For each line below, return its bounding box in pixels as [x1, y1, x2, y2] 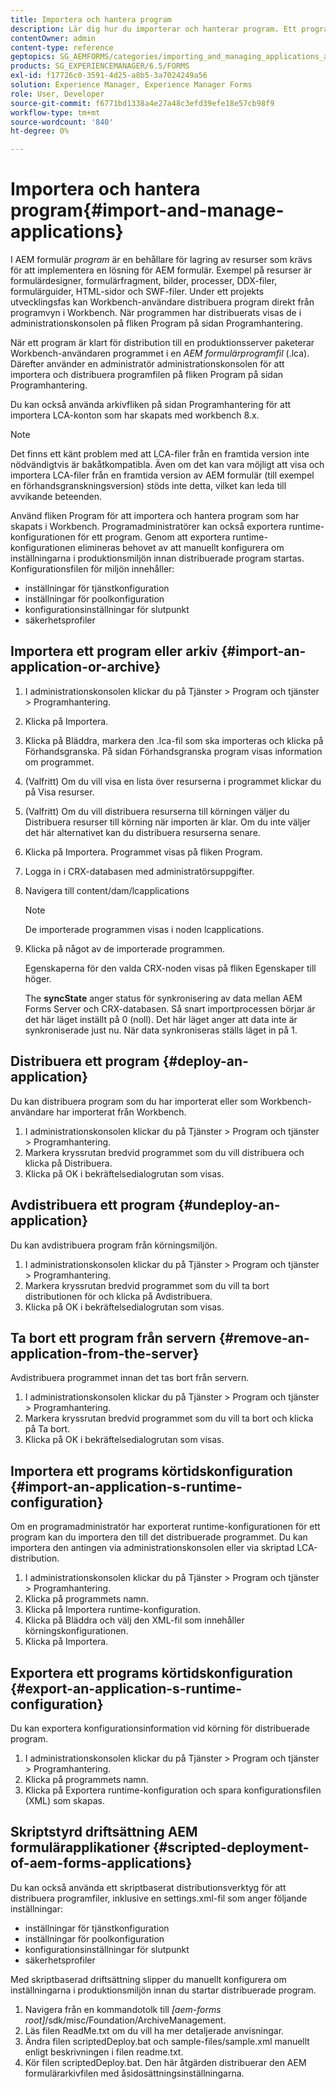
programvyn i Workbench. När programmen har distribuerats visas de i [10, 307, 302, 319]
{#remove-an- [218, 1329, 310, 1346]
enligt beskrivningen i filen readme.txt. [24, 2046, 184, 2058]
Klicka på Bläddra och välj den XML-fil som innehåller [24, 1614, 245, 1626]
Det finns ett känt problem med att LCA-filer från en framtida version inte [10, 448, 310, 460]
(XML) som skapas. [24, 1794, 105, 1806]
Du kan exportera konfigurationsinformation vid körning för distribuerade [10, 1722, 310, 1734]
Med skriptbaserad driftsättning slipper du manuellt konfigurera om [10, 1973, 287, 1985]
